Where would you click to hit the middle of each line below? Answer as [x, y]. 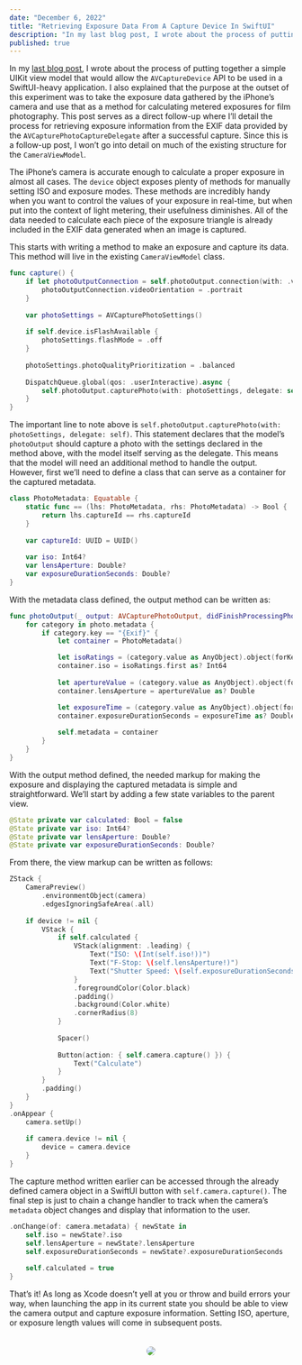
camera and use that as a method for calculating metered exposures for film [150, 107]
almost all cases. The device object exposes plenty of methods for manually [150, 182]
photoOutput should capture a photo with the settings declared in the [136, 444]
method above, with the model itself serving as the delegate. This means [144, 453]
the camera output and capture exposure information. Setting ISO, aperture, [150, 1313]
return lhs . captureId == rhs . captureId [116, 515]
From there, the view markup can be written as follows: [111, 863]
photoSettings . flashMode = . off [102, 340]
